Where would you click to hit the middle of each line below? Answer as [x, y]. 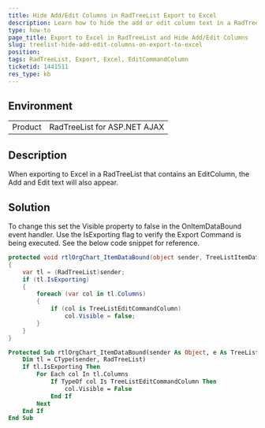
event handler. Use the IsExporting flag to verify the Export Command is [125, 235]
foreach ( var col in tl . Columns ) [91, 294]
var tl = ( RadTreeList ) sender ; [74, 272]
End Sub [21, 419]
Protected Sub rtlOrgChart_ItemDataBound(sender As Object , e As [118, 352]
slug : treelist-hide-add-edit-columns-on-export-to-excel [105, 45]
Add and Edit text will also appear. [63, 183]
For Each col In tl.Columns [82, 374]
